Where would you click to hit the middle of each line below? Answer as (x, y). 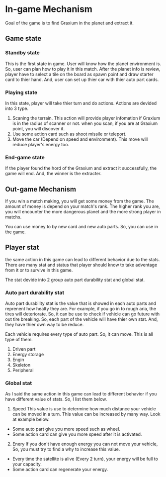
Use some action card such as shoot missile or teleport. (69, 134)
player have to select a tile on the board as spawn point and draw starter (79, 74)
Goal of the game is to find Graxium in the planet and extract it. (70, 23)
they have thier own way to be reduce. (44, 325)
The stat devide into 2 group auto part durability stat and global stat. (75, 280)
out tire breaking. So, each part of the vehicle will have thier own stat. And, (82, 319)
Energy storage (28, 355)
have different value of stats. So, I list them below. (56, 399)
